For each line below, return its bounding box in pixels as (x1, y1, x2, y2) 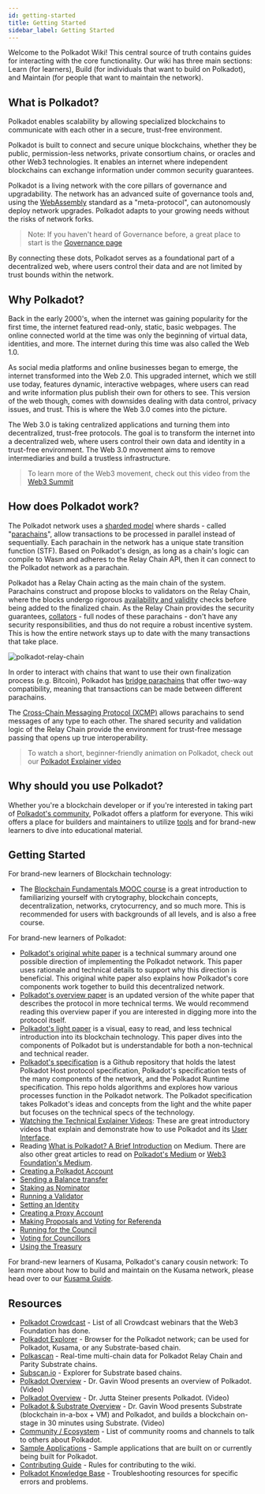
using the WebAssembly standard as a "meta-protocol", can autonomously (8, 198, 251, 207)
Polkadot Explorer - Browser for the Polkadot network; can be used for (19, 1335, 250, 1344)
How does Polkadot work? (8, 500, 140, 514)
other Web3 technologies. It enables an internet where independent (8, 157, 228, 166)
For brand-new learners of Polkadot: (8, 933, 127, 943)
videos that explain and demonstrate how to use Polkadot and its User (19, 1125, 248, 1134)
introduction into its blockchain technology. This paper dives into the (19, 1033, 243, 1042)
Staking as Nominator (19, 1183, 91, 1193)
